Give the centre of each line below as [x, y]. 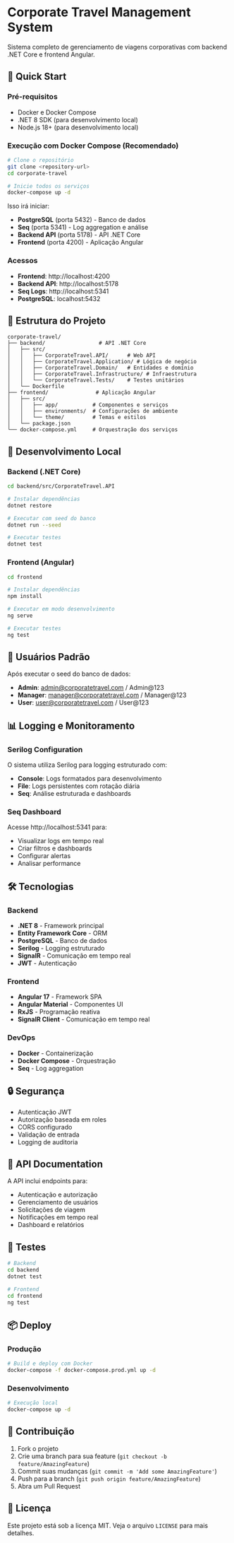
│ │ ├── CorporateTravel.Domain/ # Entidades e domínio [100, 368]
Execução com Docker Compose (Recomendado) [93, 146]
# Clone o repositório [41, 160]
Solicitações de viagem [51, 1210]
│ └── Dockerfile [36, 387]
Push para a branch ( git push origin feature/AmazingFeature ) [109, 1479]
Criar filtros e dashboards [55, 848]
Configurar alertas [44, 856]
